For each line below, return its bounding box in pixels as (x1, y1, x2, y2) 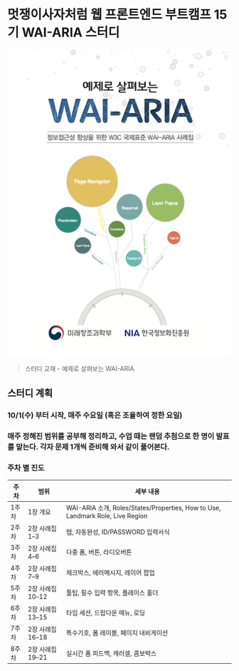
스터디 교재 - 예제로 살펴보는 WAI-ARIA (24, 364, 134, 373)
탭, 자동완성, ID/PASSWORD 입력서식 (66, 528, 170, 536)
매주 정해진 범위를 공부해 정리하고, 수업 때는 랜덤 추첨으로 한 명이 (7, 431, 215, 441)
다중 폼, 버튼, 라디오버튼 (66, 548, 132, 557)
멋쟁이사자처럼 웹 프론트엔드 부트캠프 (7, 6, 211, 23)
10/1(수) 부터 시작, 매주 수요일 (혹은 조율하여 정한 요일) (7, 410, 183, 420)
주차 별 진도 (7, 463, 45, 473)
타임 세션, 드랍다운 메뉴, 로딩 (66, 608, 146, 617)
